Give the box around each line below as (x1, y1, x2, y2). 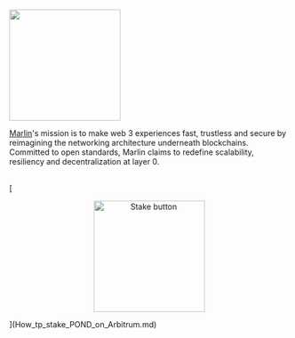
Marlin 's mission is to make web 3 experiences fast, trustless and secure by (9, 128, 287, 139)
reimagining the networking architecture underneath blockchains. (9, 138, 249, 149)
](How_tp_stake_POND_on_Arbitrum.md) (9, 319, 157, 330)
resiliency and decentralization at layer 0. (9, 157, 160, 167)
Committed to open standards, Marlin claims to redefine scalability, (9, 147, 255, 157)
